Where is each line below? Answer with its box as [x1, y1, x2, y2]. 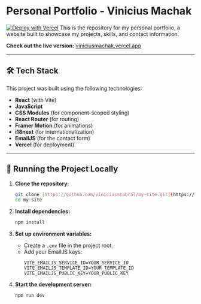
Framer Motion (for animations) [14, 122, 93, 129]
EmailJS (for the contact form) [14, 134, 91, 142]
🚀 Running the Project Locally [6, 164, 118, 174]
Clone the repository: [14, 180, 69, 187]
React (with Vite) [14, 96, 57, 103]
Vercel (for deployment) [14, 141, 75, 148]
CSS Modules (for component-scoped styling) [14, 109, 130, 116]
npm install [14, 219, 45, 225]
